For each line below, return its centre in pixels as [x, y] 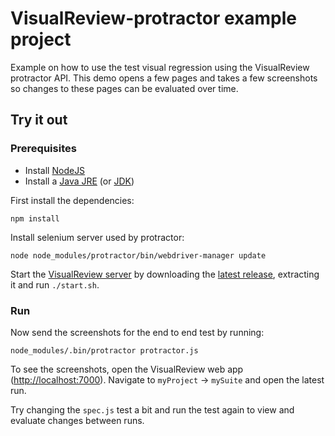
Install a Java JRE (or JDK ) [79, 181]
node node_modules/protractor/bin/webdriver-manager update [138, 255]
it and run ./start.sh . [55, 284]
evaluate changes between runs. [77, 420]
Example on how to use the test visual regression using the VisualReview [160, 67]
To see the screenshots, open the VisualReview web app [127, 369]
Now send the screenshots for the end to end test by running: [137, 332]
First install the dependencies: [72, 200]
